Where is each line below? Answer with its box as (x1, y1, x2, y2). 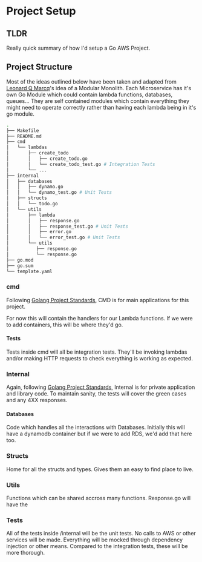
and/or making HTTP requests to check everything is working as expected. (6, 354, 194, 362)
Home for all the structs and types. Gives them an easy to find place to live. (6, 465, 194, 473)
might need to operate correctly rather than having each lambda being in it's (6, 104, 197, 111)
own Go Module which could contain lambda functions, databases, (6, 91, 173, 98)
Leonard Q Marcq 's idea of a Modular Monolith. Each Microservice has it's (6, 84, 192, 91)
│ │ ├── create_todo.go (6, 156, 88, 162)
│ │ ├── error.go (6, 229, 71, 235)
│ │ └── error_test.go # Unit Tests (6, 234, 120, 240)
